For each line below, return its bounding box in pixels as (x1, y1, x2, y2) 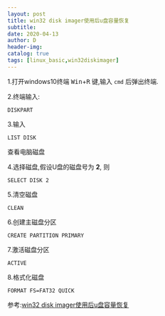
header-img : (7, 43, 43, 51)
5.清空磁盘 (7, 190, 38, 199)
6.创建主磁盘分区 (7, 218, 57, 226)
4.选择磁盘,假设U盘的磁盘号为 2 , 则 (7, 162, 110, 171)
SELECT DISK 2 (7, 177, 50, 184)
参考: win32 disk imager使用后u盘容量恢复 (7, 300, 129, 309)
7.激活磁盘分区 (7, 245, 50, 253)
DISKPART (7, 106, 33, 114)
